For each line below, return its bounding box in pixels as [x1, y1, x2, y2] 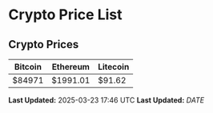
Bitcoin [14, 62, 42, 72]
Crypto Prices [8, 38, 79, 51]
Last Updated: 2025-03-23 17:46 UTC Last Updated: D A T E [8, 95, 205, 105]
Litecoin [97, 62, 130, 72]
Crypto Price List [8, 6, 123, 24]
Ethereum [51, 62, 90, 72]
